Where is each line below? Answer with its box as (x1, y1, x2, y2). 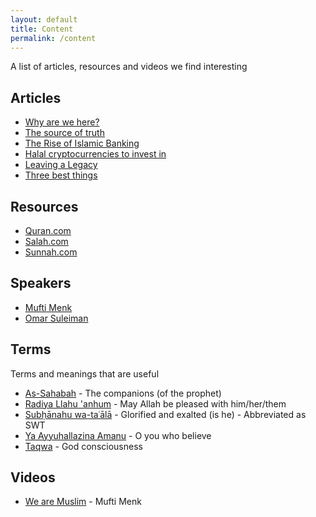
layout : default (10, 14, 78, 25)
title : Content (10, 24, 74, 34)
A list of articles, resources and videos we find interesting (10, 61, 248, 73)
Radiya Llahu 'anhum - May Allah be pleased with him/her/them (24, 397, 287, 410)
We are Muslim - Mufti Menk (24, 496, 142, 508)
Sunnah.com (24, 246, 78, 258)
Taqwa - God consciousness (24, 440, 143, 452)
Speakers (10, 275, 72, 292)
